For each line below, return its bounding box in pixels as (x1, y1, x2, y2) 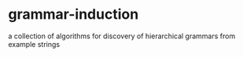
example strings (8, 39, 61, 48)
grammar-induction (8, 5, 139, 23)
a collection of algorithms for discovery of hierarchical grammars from (8, 31, 236, 41)
